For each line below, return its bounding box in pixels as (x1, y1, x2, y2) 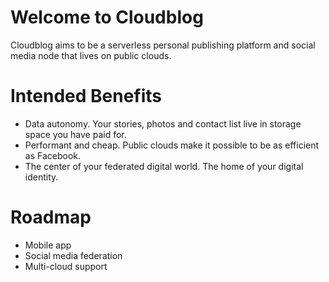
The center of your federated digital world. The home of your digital (24, 160, 304, 172)
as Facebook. (24, 149, 82, 161)
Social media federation (24, 249, 123, 261)
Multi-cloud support (24, 260, 108, 272)
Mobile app (24, 239, 72, 251)
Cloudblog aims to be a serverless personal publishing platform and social (10, 39, 316, 51)
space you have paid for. (24, 128, 127, 140)
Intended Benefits (10, 85, 163, 108)
